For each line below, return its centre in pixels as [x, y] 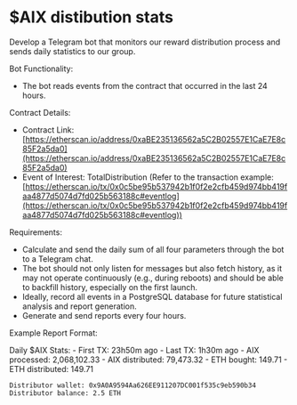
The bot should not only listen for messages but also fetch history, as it [152, 268]
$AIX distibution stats [91, 17]
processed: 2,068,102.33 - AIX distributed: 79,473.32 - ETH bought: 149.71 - [148, 360]
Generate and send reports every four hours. [104, 315]
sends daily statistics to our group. [72, 51]
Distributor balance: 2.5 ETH [65, 393]
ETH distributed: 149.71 [52, 369]
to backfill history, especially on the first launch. [110, 287]
